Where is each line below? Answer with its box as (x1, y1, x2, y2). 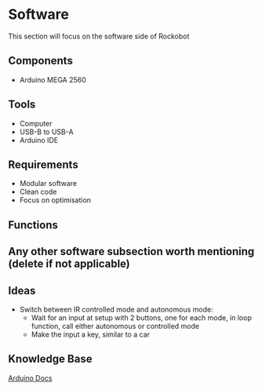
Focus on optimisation (19, 195, 92, 205)
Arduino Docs (8, 373, 53, 382)
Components (8, 54, 73, 67)
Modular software (19, 179, 77, 188)
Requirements (8, 158, 78, 171)
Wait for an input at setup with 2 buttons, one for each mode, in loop (31, 312, 253, 323)
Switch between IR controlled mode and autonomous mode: (19, 304, 213, 314)
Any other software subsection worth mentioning (8, 245, 255, 258)
